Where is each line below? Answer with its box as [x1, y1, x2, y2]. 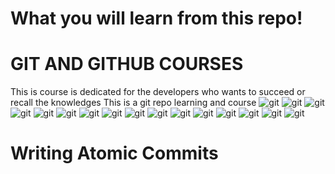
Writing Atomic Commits [10, 142, 219, 165]
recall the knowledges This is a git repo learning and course [10, 97, 257, 109]
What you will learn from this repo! [10, 7, 303, 30]
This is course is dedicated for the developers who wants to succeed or [10, 86, 306, 98]
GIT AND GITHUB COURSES [10, 53, 244, 76]
